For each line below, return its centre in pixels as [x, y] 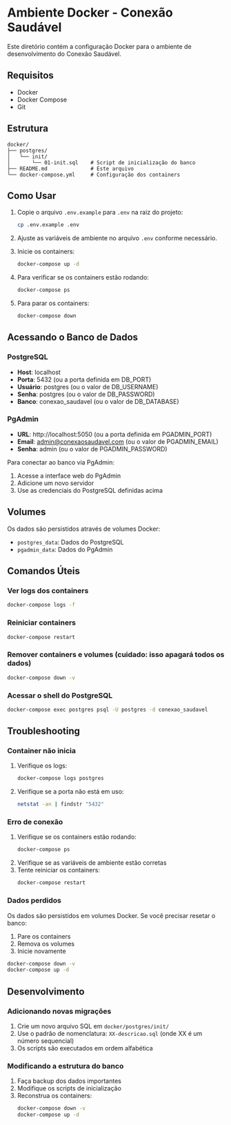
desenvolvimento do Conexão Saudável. [64, 54]
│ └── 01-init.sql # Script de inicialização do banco [101, 163]
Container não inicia [41, 751]
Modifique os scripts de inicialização [69, 1088]
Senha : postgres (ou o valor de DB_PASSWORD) [86, 394]
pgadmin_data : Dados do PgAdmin [65, 549]
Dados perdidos [34, 901]
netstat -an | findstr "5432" [61, 804]
